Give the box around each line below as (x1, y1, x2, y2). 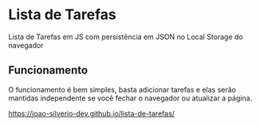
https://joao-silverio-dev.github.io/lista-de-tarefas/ (8, 108, 175, 118)
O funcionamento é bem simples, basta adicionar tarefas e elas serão (8, 85, 237, 94)
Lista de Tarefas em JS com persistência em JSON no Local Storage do (8, 32, 243, 41)
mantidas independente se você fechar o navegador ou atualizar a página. (8, 93, 253, 103)
